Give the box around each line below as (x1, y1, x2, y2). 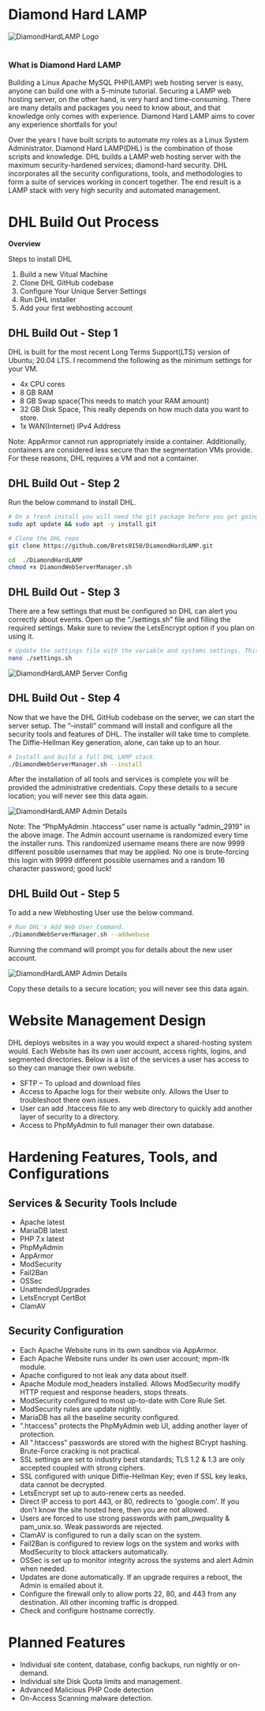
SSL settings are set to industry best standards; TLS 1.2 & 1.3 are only (19, 1454, 245, 1464)
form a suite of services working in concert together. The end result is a (8, 176, 241, 187)
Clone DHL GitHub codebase (19, 278, 114, 288)
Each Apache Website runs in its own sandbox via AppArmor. (19, 1345, 218, 1354)
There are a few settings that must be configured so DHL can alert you (8, 607, 237, 616)
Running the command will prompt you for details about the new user (8, 945, 233, 954)
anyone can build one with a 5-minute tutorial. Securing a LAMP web (8, 85, 231, 96)
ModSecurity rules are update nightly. (19, 1404, 143, 1414)
